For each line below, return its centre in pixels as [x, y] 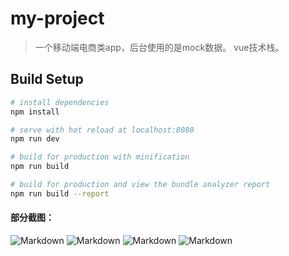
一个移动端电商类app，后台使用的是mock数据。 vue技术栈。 [159, 47]
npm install [35, 112]
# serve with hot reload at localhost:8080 [102, 130]
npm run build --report [60, 193]
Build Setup [47, 79]
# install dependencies [60, 102]
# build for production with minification [100, 157]
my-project [57, 18]
